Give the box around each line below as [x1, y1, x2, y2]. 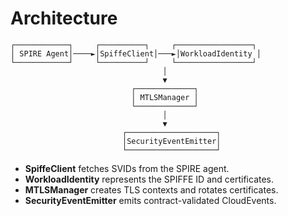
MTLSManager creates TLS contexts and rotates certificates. [24, 183, 279, 196]
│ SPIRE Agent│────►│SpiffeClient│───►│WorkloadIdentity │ [10, 48, 262, 59]
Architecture [10, 7, 118, 30]
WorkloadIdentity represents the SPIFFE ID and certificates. [24, 173, 275, 185]
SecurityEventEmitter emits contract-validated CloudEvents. [24, 194, 277, 206]
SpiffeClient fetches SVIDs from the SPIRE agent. [24, 162, 230, 174]
